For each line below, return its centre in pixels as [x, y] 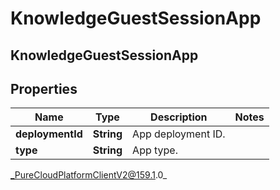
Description [179, 117]
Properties [44, 88]
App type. [155, 150]
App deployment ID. [179, 134]
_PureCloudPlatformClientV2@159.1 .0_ [89, 175]
